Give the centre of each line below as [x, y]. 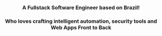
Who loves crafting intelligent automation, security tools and [81, 21]
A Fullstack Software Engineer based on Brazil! [81, 8]
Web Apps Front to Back [81, 27]
